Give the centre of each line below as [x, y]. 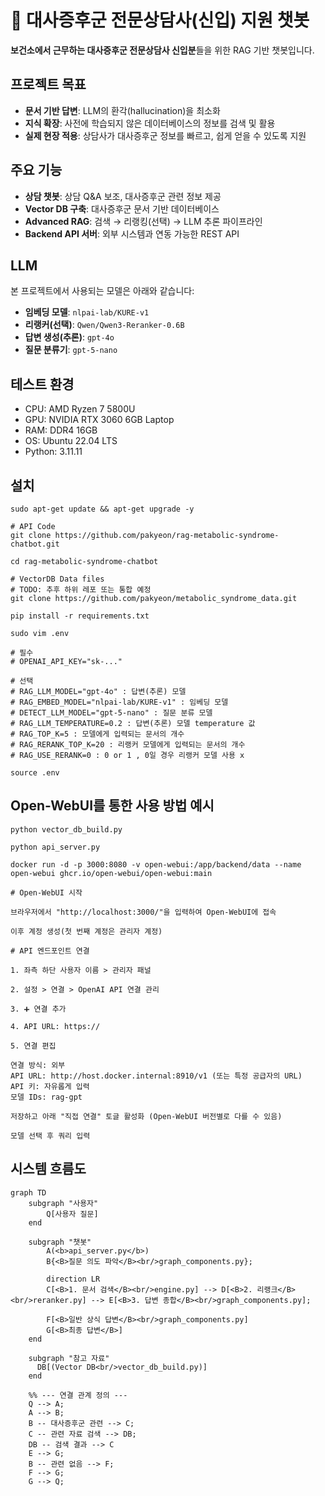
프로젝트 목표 [48, 84]
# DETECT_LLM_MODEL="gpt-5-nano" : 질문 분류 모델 [111, 713]
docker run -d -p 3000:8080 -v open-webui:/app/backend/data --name [156, 864]
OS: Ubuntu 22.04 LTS [71, 441]
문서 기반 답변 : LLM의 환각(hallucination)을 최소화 [122, 110]
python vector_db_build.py [66, 829]
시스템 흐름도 [48, 1169]
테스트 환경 [42, 384]
